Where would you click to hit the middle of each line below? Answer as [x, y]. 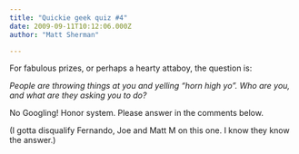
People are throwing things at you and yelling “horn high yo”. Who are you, [150, 86]
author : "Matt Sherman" [55, 34]
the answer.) [33, 140]
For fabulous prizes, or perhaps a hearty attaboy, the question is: [131, 68]
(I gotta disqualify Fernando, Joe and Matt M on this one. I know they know [149, 130]
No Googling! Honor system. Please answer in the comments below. [136, 113]
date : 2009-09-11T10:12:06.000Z [70, 26]
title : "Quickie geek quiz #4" [69, 18]
